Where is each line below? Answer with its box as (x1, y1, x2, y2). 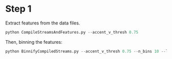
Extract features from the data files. (5, 20, 80, 26)
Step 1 (5, 3, 32, 15)
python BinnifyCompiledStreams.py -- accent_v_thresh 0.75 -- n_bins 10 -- (5, 49, 166, 54)
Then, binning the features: (5, 39, 62, 45)
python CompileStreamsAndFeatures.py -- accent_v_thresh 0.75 (5, 29, 139, 35)
